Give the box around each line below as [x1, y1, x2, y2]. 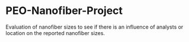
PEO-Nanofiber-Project [5, 4, 123, 17]
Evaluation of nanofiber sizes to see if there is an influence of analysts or [5, 23, 184, 30]
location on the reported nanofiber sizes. [5, 29, 105, 36]
